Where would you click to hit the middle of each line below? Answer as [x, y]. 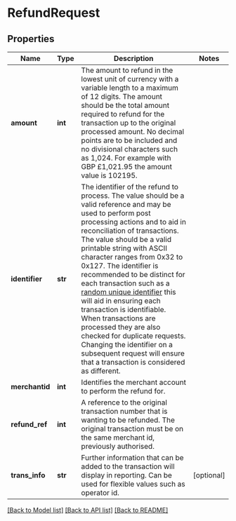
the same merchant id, [118, 438]
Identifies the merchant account [133, 382]
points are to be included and [129, 140]
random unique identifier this [129, 292]
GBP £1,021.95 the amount [127, 167]
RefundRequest [54, 13]
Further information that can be [132, 458]
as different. [101, 371]
